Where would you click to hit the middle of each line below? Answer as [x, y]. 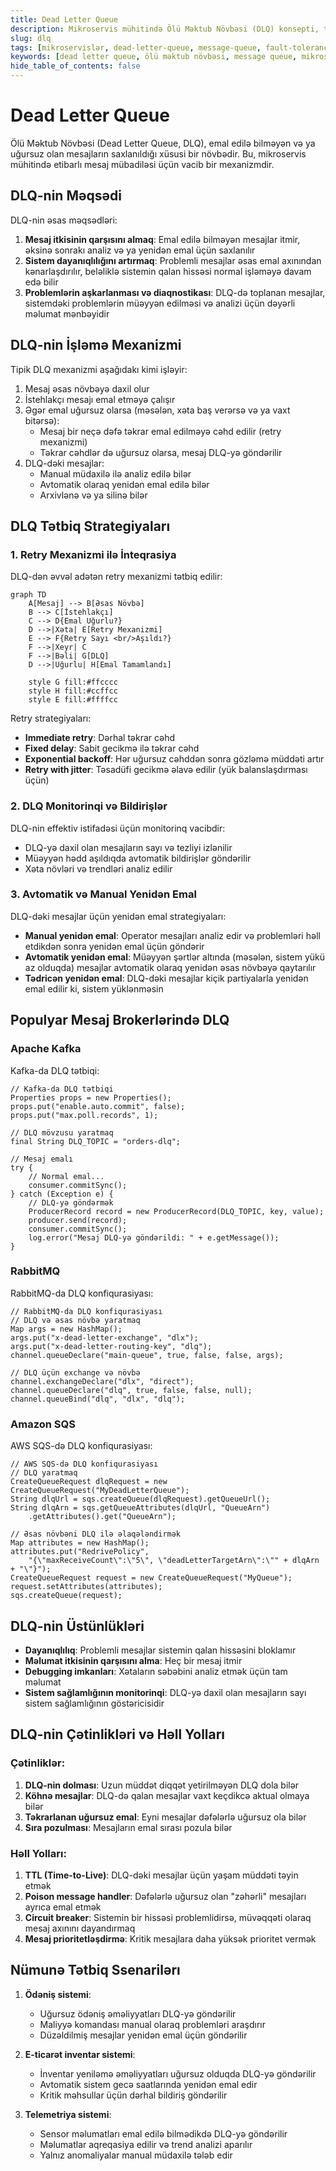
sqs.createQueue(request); [66, 1596]
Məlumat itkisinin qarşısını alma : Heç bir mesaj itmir [133, 1660]
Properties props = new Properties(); [91, 1097]
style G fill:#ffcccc [73, 682]
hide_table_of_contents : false [75, 66]
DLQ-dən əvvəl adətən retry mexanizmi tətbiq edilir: [116, 577]
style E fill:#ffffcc [73, 700]
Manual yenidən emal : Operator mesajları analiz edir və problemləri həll [172, 935]
